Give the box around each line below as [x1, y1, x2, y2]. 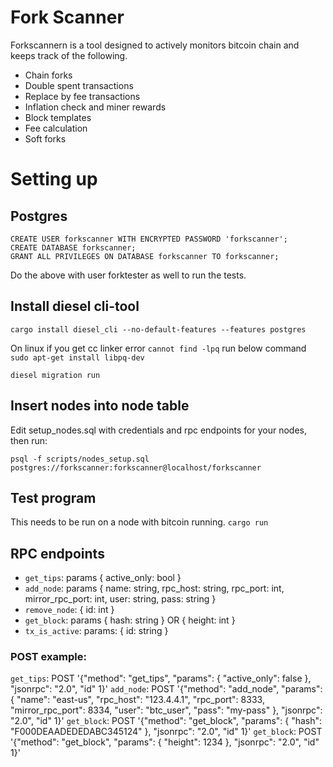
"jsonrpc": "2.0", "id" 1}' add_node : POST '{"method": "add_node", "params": [10, 683, 323, 695]
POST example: [10, 650, 87, 664]
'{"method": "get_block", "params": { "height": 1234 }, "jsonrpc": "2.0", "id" [10, 736, 320, 748]
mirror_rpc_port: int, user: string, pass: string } [24, 593, 217, 605]
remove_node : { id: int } [24, 604, 115, 616]
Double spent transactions [24, 79, 134, 91]
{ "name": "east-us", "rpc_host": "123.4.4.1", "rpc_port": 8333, [10, 694, 265, 706]
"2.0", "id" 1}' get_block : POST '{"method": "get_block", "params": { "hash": [10, 715, 323, 727]
